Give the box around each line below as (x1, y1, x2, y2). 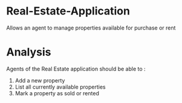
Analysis (6, 45, 51, 59)
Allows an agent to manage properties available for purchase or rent (6, 24, 176, 31)
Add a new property (15, 76, 65, 84)
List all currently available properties (15, 83, 106, 90)
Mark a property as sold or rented (15, 89, 100, 97)
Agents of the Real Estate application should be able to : (6, 65, 146, 72)
